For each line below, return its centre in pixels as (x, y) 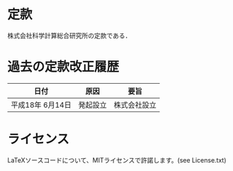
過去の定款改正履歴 (63, 67)
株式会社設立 (135, 105)
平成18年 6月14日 (41, 105)
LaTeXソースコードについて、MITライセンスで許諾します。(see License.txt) (117, 160)
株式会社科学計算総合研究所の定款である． (69, 35)
